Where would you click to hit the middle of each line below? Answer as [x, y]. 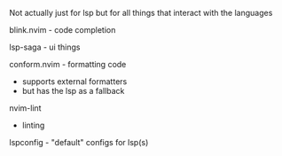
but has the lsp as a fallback [73, 91]
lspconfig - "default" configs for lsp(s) [79, 142]
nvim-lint [25, 108]
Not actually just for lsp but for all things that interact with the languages [141, 13]
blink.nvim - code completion [63, 30]
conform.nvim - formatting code [68, 64]
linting [33, 125]
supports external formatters [74, 82]
